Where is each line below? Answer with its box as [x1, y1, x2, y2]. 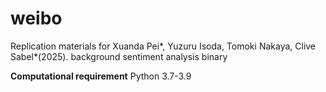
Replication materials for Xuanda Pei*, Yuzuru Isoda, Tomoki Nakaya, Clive [10, 40, 317, 52]
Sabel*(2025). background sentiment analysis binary [10, 50, 228, 62]
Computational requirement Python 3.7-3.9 [10, 70, 192, 82]
